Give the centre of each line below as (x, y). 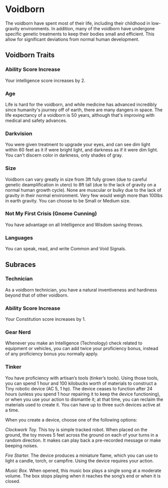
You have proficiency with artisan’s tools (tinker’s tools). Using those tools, (82, 378)
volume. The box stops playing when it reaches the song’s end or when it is (83, 476)
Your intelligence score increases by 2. (45, 80)
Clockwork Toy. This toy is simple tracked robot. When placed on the (76, 430)
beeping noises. (22, 445)
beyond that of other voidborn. (37, 295)
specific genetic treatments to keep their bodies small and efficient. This (80, 34)
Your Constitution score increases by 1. (46, 319)
